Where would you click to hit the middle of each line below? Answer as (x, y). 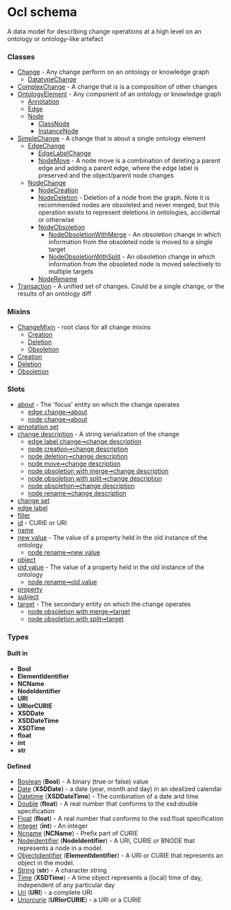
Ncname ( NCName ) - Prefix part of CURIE (78, 833)
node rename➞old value (62, 582)
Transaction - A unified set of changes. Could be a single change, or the (121, 287)
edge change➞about (57, 412)
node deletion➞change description (78, 456)
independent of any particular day (66, 885)
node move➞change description (74, 463)
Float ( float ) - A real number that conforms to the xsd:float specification (120, 819)
